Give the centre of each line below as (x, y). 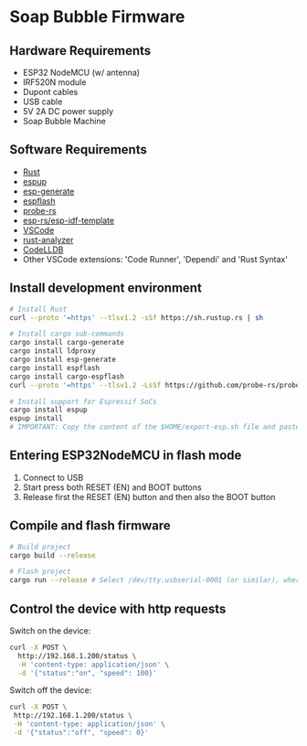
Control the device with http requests (118, 608)
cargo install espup (49, 410)
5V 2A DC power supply (68, 111)
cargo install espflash (55, 368)
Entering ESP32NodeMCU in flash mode (126, 456)
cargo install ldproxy (53, 351)
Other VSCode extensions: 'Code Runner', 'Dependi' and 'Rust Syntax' (155, 259)
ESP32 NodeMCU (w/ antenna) (81, 72)
